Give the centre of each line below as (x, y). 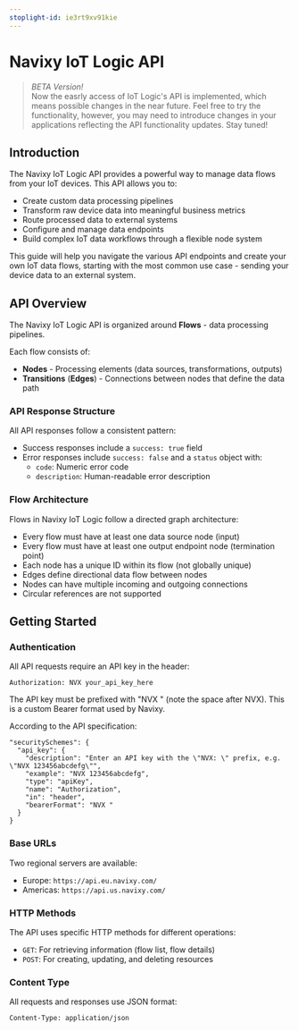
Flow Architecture (49, 500)
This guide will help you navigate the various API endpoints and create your (148, 257)
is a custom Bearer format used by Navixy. (87, 709)
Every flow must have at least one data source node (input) (131, 537)
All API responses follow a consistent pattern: (93, 431)
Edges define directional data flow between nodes (115, 574)
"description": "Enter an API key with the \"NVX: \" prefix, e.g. (153, 758)
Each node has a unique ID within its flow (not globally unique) (137, 565)
